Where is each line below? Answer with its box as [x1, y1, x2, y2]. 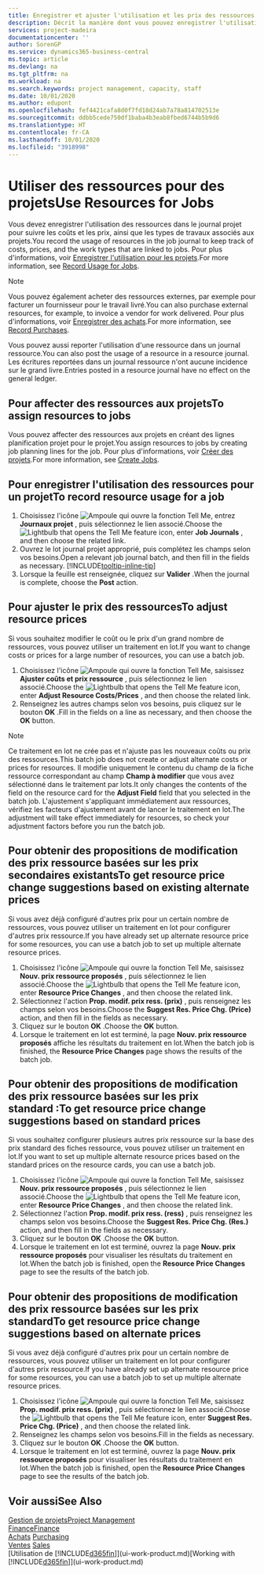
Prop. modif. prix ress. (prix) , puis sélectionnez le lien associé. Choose [19, 1405, 251, 1414]
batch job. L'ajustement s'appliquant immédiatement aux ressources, [8, 796, 231, 806]
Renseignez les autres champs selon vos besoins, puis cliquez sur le [19, 699, 242, 708]
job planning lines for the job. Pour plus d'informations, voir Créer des [8, 447, 234, 456]
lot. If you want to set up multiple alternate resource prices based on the [8, 1152, 240, 1161]
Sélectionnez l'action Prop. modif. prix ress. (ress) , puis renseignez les [19, 1208, 253, 1219]
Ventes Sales [8, 1540, 51, 1550]
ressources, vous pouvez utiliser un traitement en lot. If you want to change [8, 642, 251, 651]
